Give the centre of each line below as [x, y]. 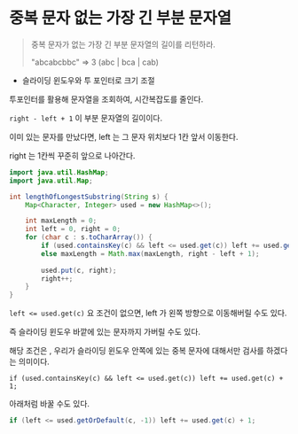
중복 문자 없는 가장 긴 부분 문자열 [121, 18]
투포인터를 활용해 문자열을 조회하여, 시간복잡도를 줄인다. [106, 99]
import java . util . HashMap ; [59, 172]
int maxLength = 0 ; [61, 221]
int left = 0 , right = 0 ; [73, 229]
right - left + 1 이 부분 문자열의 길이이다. [86, 118]
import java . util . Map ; [51, 181]
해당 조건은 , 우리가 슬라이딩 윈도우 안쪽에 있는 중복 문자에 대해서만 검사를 [137, 351]
